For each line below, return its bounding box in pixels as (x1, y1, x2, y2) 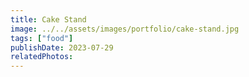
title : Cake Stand (10, 14, 87, 25)
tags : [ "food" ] (10, 33, 74, 43)
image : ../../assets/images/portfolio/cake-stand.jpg (10, 24, 240, 34)
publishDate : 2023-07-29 (10, 42, 114, 53)
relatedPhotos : (10, 52, 74, 62)
